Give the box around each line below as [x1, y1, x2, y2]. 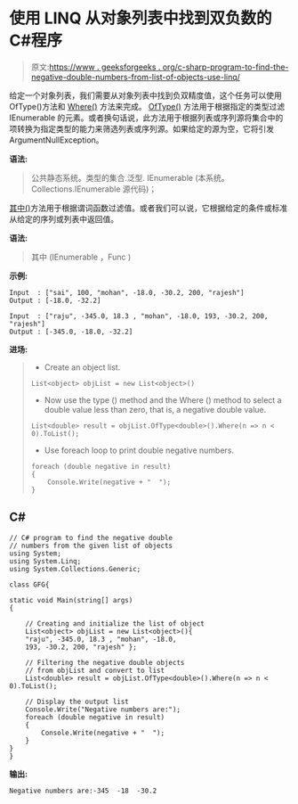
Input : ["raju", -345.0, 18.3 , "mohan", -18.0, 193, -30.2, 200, [9, 311, 269, 321]
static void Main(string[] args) [9, 595, 133, 604]
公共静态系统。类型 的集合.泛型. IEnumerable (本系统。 [30, 172, 230, 183]
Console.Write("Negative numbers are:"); [25, 705, 181, 714]
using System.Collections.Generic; [9, 564, 141, 573]
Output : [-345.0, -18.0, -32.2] [9, 327, 133, 336]
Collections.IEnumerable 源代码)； [30, 184, 157, 194]
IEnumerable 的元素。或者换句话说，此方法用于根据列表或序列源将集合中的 [9, 112, 284, 123]
